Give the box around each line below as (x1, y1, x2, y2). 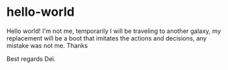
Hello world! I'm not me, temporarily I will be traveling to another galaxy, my (6, 27, 222, 35)
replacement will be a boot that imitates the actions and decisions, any (6, 34, 207, 42)
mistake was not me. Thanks (6, 41, 88, 49)
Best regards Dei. (6, 54, 56, 62)
